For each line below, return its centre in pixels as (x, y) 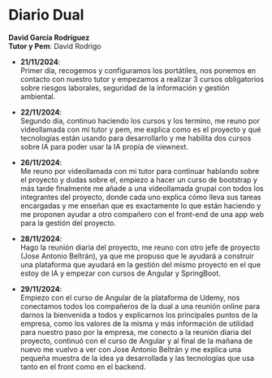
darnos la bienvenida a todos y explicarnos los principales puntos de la (139, 315)
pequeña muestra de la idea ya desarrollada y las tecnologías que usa (137, 358)
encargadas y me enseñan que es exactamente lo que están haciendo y (140, 206)
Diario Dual (46, 15)
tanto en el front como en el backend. (83, 367)
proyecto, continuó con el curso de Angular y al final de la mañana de (136, 341)
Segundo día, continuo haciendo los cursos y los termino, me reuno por (140, 120)
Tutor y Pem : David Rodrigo (55, 46)
